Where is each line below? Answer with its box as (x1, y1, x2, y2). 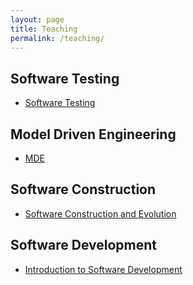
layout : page (10, 14, 65, 25)
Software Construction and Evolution (24, 207, 177, 220)
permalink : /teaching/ (10, 33, 105, 43)
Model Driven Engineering (10, 126, 177, 143)
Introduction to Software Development (24, 263, 183, 275)
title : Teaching (10, 24, 78, 34)
